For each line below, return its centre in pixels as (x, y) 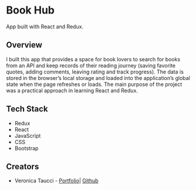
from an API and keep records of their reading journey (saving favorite (91, 65)
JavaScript (28, 135)
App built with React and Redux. (45, 26)
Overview (24, 45)
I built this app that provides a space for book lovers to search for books (93, 59)
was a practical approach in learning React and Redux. (72, 90)
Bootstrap (26, 148)
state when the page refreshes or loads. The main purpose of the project (94, 84)
